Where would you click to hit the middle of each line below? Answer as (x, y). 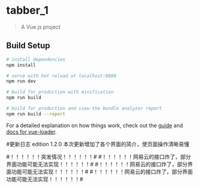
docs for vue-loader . (31, 131)
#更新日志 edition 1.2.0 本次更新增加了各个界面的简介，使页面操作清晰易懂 (98, 144)
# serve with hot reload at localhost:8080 (61, 76)
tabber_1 (28, 10)
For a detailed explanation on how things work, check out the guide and (95, 125)
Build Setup (28, 46)
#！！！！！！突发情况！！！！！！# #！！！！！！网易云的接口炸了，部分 (99, 156)
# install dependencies (36, 59)
